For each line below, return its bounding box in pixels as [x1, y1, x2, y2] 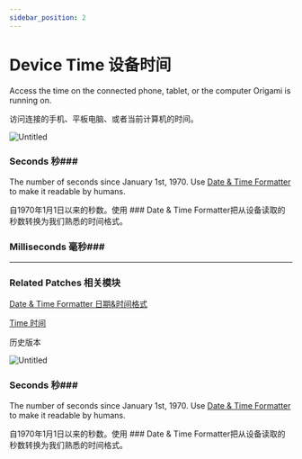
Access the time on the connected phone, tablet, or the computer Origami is [9, 85, 291, 95]
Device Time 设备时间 [9, 55, 172, 75]
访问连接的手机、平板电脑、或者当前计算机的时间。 [9, 113, 199, 124]
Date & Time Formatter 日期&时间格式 [9, 299, 148, 310]
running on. [9, 94, 52, 105]
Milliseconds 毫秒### [9, 240, 105, 253]
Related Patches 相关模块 [9, 276, 121, 289]
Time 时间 [9, 318, 47, 328]
